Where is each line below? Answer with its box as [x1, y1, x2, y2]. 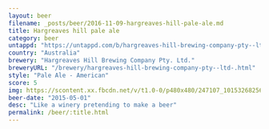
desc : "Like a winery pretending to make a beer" [8, 101, 178, 109]
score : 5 [8, 79, 38, 87]
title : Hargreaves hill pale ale [8, 26, 120, 34]
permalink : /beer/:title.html [8, 109, 110, 117]
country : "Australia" [8, 49, 81, 57]
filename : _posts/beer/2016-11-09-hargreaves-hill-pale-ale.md [8, 19, 224, 27]
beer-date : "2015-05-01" [8, 94, 91, 102]
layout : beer [8, 11, 52, 20]
